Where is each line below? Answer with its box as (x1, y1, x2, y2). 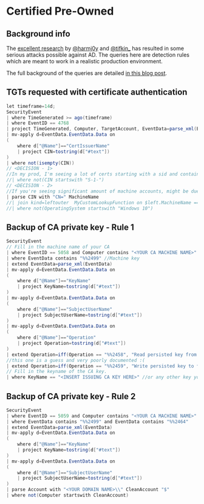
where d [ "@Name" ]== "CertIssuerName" (17, 143, 110, 149)
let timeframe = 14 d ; (6, 103, 56, 109)
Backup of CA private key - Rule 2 (6, 391, 136, 402)
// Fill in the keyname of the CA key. (6, 369, 107, 375)
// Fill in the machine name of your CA (6, 244, 110, 250)
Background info (6, 29, 71, 39)
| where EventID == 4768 (6, 120, 69, 126)
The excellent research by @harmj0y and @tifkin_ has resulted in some (6, 44, 184, 52)
